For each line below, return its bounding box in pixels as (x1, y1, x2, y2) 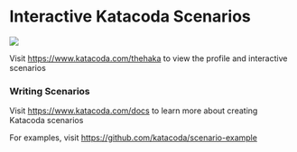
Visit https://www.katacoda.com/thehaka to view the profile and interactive (9, 52, 288, 64)
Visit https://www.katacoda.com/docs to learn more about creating (9, 105, 258, 116)
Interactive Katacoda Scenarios (9, 6, 251, 27)
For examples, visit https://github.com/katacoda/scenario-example (9, 132, 257, 143)
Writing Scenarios (9, 85, 90, 97)
